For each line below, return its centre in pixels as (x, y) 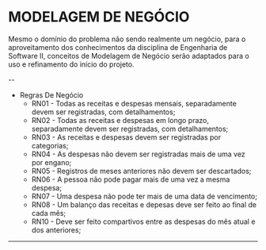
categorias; (50, 145)
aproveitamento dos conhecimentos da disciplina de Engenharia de (118, 47)
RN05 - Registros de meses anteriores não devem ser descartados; (141, 171)
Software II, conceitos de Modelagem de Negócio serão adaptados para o (129, 56)
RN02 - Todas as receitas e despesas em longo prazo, (120, 120)
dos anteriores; (56, 229)
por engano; (51, 162)
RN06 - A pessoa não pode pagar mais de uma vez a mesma (131, 179)
